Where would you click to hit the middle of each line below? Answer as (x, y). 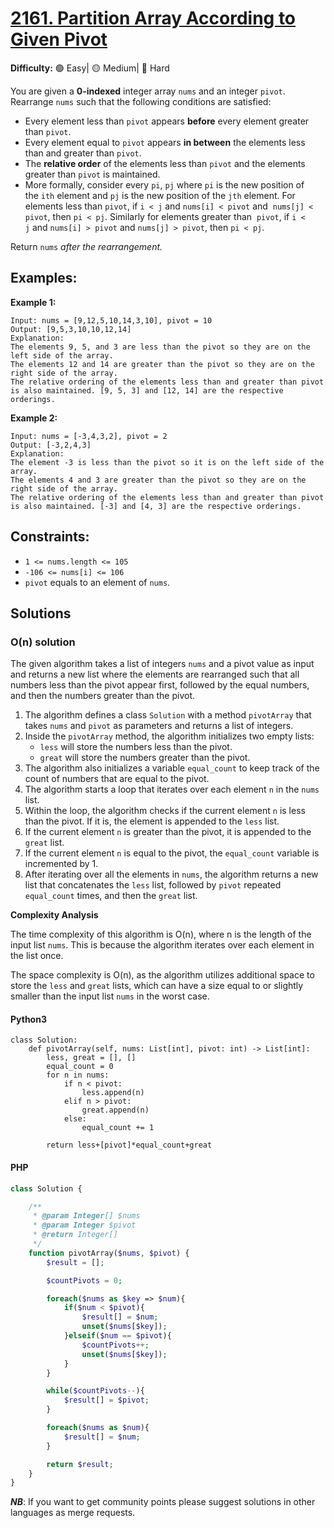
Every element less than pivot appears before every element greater (167, 121)
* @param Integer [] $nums (86, 1216)
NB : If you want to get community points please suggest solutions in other (163, 1502)
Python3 (28, 1019)
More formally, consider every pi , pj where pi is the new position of (164, 184)
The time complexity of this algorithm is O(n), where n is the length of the (161, 934)
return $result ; (80, 1464)
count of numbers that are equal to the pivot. (117, 779)
